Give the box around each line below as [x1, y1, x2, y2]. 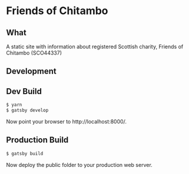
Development [6, 66, 57, 76]
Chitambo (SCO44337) [6, 49, 62, 56]
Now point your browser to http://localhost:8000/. [6, 118, 127, 125]
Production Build [6, 135, 69, 145]
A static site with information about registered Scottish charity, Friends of [6, 43, 184, 50]
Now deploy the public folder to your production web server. [6, 161, 153, 168]
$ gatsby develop [6, 108, 49, 113]
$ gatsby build [6, 150, 44, 156]
